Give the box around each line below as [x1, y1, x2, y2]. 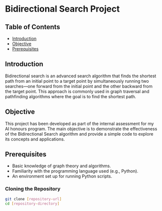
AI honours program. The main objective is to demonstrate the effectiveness [5, 125, 158, 132]
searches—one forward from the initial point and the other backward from [5, 83, 153, 89]
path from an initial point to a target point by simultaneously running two [5, 78, 149, 84]
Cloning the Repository [5, 186, 61, 193]
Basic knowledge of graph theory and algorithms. [12, 163, 111, 169]
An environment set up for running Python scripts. [12, 174, 113, 179]
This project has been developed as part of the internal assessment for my [5, 121, 154, 126]
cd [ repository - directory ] [5, 201, 60, 206]
